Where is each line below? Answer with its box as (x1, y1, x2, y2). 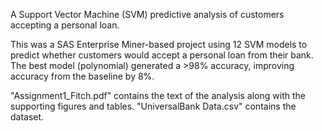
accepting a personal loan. (10, 19, 120, 31)
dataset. (10, 111, 45, 123)
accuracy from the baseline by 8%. (10, 70, 155, 82)
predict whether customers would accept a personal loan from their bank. (10, 49, 314, 61)
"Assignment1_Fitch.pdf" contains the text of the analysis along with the (10, 90, 306, 101)
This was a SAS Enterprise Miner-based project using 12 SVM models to (10, 39, 308, 50)
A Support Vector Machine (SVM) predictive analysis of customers (10, 9, 285, 20)
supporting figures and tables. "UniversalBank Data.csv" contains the (10, 100, 297, 112)
